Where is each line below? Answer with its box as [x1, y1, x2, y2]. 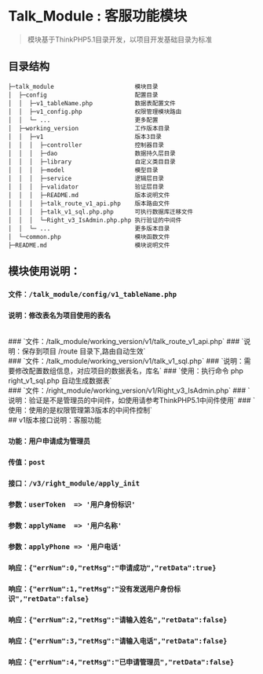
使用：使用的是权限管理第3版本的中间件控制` [8, 405, 153, 415]
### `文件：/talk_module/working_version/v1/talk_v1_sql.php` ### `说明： [8, 357, 245, 366]
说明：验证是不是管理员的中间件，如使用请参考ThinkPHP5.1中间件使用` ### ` [8, 396, 255, 405]
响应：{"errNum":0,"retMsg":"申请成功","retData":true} [8, 563, 217, 572]
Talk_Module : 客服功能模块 [8, 7, 188, 25]
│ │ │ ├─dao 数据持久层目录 [8, 149, 176, 157]
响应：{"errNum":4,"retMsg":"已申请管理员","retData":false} [8, 658, 235, 666]
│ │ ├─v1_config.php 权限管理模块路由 [8, 108, 182, 115]
